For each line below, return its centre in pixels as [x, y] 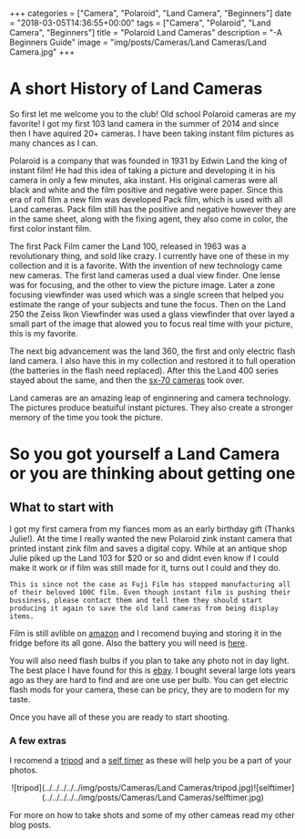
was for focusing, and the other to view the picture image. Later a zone [142, 285]
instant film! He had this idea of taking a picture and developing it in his [142, 170]
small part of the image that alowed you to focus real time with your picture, [151, 324]
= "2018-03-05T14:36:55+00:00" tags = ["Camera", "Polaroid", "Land [140, 23]
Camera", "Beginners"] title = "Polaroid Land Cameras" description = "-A [146, 32]
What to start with [61, 507]
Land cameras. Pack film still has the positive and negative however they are [153, 209]
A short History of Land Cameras [136, 89]
